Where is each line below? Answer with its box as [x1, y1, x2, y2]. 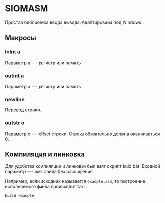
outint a [5, 72, 24, 79]
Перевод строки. [5, 107, 41, 113]
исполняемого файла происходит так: [5, 184, 85, 190]
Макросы [5, 34, 36, 42]
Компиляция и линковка [5, 150, 85, 158]
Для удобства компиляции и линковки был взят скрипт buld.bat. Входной [5, 163, 160, 169]
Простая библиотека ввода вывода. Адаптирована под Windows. [5, 19, 143, 25]
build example [5, 193, 35, 198]
